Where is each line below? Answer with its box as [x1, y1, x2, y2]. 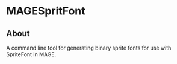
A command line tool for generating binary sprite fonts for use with [6, 44, 172, 51]
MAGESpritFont [6, 4, 85, 18]
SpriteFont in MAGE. [6, 51, 57, 58]
